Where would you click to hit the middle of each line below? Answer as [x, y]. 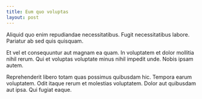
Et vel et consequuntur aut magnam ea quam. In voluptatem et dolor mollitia [100, 52]
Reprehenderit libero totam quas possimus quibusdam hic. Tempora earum [99, 77]
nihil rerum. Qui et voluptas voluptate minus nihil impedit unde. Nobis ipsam [100, 59]
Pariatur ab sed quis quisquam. [45, 41]
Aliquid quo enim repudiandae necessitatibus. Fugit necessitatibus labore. [98, 34]
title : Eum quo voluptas [37, 12]
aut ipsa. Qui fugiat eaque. [39, 89]
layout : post [23, 17]
